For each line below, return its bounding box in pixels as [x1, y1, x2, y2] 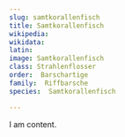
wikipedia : [9, 29, 49, 38]
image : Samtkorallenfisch [9, 54, 104, 63]
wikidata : [9, 37, 46, 47]
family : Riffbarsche [9, 79, 89, 88]
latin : [9, 46, 33, 55]
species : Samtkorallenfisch [9, 87, 116, 95]
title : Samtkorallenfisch [9, 21, 104, 30]
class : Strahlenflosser [9, 63, 97, 72]
